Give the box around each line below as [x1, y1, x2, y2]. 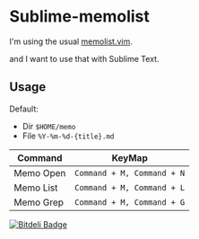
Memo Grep [13, 196, 65, 208]
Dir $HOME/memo [22, 120, 76, 131]
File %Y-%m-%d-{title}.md [22, 130, 115, 141]
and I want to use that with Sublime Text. [9, 53, 160, 64]
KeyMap [111, 151, 148, 164]
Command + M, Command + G [74, 197, 186, 208]
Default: [9, 103, 39, 114]
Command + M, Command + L [74, 182, 186, 192]
